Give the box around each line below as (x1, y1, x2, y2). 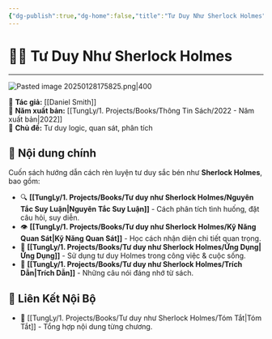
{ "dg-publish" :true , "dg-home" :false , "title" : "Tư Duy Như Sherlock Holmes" (8, 11, 266, 20)
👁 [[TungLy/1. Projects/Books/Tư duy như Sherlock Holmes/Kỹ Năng (19, 222, 257, 232)
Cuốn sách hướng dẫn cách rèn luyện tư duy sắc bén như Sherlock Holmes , (8, 168, 263, 178)
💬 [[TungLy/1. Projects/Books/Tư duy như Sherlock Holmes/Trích (19, 260, 243, 269)
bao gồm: (8, 176, 40, 187)
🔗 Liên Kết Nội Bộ (8, 291, 96, 305)
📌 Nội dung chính (8, 146, 97, 160)
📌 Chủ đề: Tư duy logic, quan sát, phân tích (8, 122, 153, 132)
